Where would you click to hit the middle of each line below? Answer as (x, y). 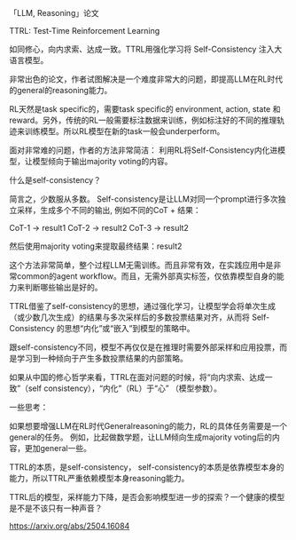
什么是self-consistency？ (55, 180)
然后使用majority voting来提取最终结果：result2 (96, 246)
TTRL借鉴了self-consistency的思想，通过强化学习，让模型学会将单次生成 (143, 306)
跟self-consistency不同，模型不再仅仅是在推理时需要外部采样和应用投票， (144, 347)
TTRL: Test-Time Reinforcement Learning (85, 31)
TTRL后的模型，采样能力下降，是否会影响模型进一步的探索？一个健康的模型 (147, 497)
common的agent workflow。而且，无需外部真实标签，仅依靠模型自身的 (146, 276)
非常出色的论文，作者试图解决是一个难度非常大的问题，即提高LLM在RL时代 (146, 79)
